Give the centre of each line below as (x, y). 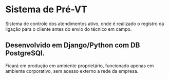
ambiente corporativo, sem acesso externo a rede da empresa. (72, 71)
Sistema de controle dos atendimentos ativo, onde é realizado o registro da (85, 24)
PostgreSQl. (25, 53)
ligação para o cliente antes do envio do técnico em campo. (69, 29)
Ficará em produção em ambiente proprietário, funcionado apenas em (80, 66)
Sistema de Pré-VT (46, 9)
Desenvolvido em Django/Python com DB (73, 45)
